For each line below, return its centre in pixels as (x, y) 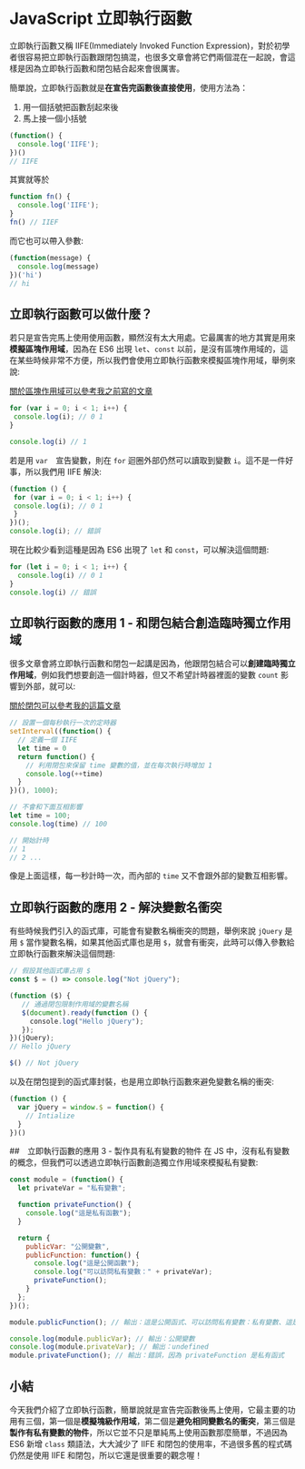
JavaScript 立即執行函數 (101, 19)
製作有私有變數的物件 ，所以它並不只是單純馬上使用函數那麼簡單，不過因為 (148, 1432)
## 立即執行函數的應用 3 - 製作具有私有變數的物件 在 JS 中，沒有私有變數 (150, 1151)
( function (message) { (50, 258)
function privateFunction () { (74, 1205)
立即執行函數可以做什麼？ (81, 314)
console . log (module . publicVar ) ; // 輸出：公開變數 (102, 1339)
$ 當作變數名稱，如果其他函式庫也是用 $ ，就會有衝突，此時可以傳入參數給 (157, 942)
